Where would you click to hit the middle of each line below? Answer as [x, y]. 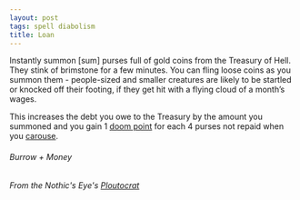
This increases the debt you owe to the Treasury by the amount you [136, 117]
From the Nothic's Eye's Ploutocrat [75, 185]
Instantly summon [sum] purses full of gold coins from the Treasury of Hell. [150, 61]
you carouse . [34, 136]
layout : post [34, 18]
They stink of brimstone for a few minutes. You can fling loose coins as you [150, 70]
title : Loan [32, 35]
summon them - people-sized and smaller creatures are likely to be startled [151, 80]
